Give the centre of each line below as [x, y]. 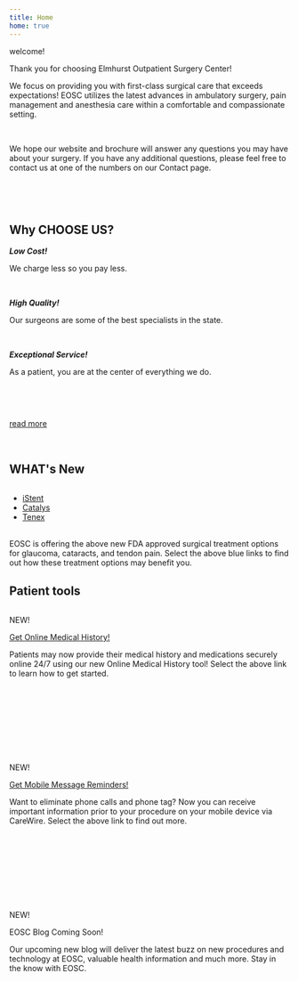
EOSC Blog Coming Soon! [56, 932]
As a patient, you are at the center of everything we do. [110, 372]
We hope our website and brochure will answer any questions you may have [149, 149]
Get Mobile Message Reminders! [69, 784]
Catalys [36, 507]
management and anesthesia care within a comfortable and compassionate [147, 104]
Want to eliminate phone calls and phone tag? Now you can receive [133, 801]
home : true [29, 26]
